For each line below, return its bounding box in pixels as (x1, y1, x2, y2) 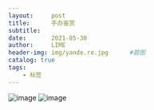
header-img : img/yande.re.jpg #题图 (8, 49, 146, 57)
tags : (8, 64, 26, 72)
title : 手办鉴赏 (8, 19, 76, 27)
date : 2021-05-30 (8, 33, 88, 42)
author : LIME (8, 41, 66, 49)
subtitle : (8, 26, 41, 34)
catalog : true (8, 57, 56, 65)
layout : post (8, 11, 66, 20)
